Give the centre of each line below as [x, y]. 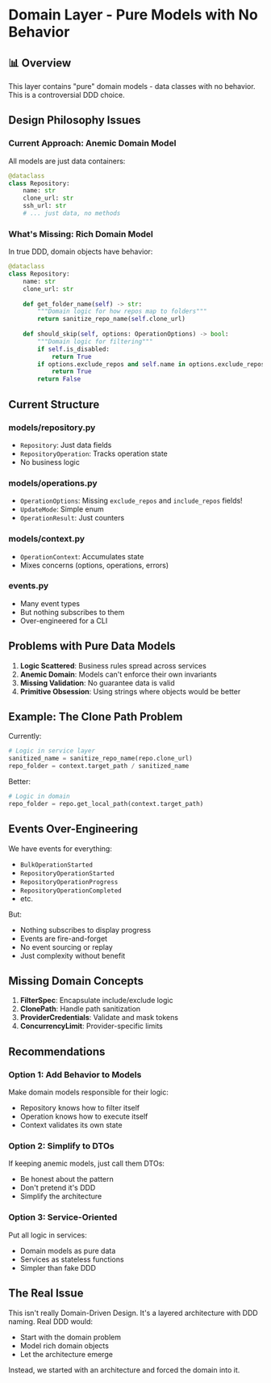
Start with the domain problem [70, 1337]
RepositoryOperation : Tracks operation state [94, 453]
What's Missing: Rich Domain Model [81, 234]
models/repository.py [52, 428]
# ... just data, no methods [72, 213]
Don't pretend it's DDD [58, 1188]
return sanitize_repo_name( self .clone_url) [111, 319]
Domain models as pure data [68, 1250]
